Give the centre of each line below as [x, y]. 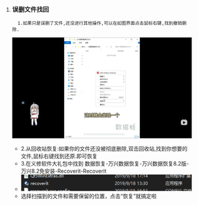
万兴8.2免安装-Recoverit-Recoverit [63, 171]
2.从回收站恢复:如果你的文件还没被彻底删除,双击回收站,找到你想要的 [104, 149]
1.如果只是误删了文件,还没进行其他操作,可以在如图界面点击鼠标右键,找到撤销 [100, 23]
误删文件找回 [30, 9]
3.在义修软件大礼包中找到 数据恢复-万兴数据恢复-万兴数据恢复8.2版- [105, 164]
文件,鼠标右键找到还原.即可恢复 [59, 156]
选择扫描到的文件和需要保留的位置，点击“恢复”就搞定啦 [89, 196]
